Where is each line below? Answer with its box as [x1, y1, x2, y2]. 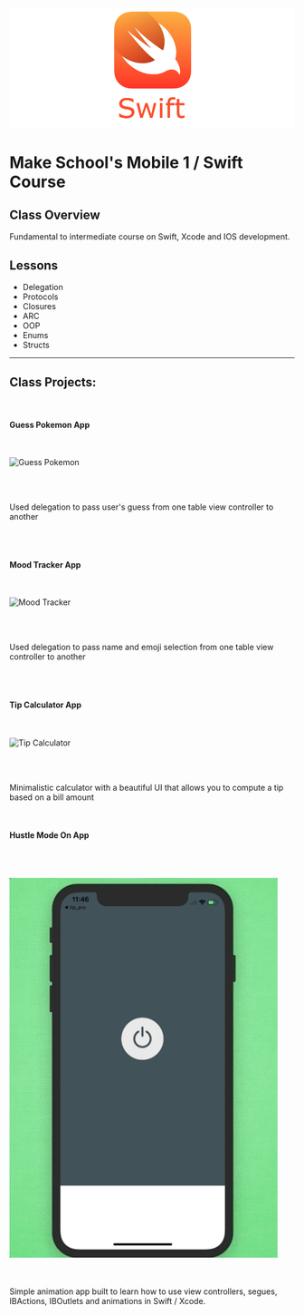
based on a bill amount [9, 792, 95, 803]
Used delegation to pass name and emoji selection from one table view [9, 642, 274, 653]
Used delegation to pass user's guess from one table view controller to [9, 502, 274, 512]
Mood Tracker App [9, 559, 81, 570]
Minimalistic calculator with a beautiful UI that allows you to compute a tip [9, 782, 284, 793]
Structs [22, 339, 50, 351]
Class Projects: [9, 375, 97, 390]
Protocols [22, 291, 59, 302]
